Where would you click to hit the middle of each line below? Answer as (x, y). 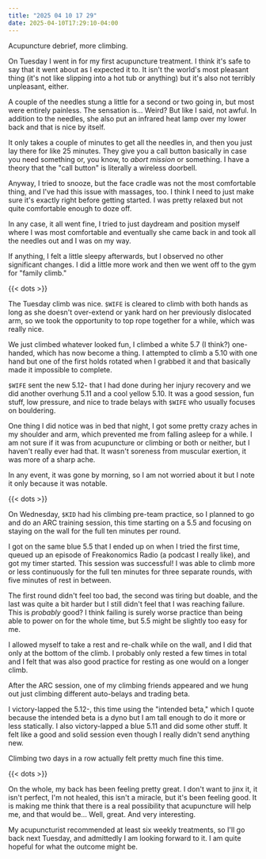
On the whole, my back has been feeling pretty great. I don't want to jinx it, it (133, 789)
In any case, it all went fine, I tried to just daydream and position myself (124, 224)
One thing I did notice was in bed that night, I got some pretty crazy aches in (133, 426)
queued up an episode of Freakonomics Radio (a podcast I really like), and (129, 555)
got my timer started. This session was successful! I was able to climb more (132, 563)
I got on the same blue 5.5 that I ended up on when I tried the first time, (124, 546)
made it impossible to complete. (60, 369)
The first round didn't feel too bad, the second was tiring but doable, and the (133, 595)
